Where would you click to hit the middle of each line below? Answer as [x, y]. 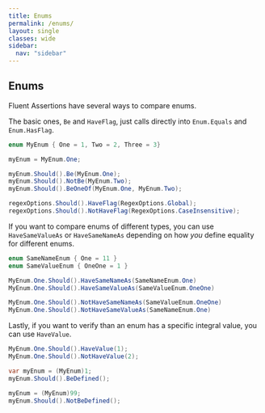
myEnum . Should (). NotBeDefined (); [65, 401]
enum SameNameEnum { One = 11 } [63, 258]
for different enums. [42, 243]
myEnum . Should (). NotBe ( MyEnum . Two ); [70, 181]
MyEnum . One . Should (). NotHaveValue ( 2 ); [74, 356]
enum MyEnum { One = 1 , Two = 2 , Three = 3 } [84, 145]
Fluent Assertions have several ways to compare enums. [102, 105]
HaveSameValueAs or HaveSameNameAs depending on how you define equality [131, 234]
